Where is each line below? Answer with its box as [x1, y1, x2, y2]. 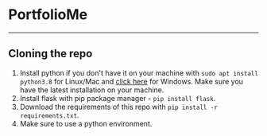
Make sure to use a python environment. [19, 119, 153, 128]
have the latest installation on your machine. [19, 85, 164, 95]
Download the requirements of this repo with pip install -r [19, 102, 219, 111]
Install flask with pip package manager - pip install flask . [19, 93, 216, 103]
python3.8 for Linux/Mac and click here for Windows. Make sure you [19, 76, 244, 86]
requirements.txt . [19, 110, 79, 120]
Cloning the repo [8, 47, 93, 60]
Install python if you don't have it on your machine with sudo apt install [19, 68, 258, 77]
